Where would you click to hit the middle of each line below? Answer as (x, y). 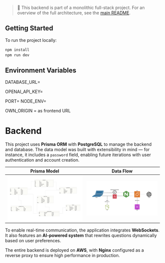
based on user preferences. (33, 241)
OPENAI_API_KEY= (24, 92)
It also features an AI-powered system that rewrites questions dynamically (81, 235)
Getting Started (29, 28)
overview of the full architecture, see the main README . (74, 13)
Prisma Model (45, 171)
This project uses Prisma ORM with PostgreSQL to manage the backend (79, 144)
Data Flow (122, 171)
